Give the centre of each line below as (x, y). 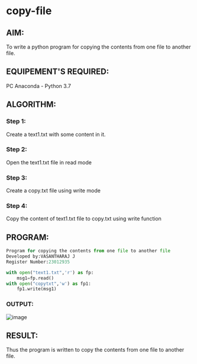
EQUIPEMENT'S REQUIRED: (58, 72)
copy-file (29, 11)
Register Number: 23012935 (38, 262)
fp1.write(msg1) (37, 289)
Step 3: (17, 177)
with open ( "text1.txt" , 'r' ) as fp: (50, 272)
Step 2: (17, 149)
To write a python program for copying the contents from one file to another (98, 47)
